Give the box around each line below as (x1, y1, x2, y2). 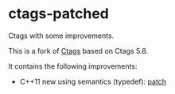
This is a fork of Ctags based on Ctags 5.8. (8, 46, 149, 55)
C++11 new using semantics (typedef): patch (19, 77, 167, 86)
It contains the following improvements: (8, 61, 138, 71)
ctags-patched (8, 5, 109, 23)
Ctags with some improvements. (8, 31, 115, 40)
